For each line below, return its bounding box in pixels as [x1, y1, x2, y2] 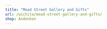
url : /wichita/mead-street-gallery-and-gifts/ [5, 12, 103, 17]
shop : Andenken [5, 16, 36, 21]
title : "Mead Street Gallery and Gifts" [5, 7, 90, 12]
